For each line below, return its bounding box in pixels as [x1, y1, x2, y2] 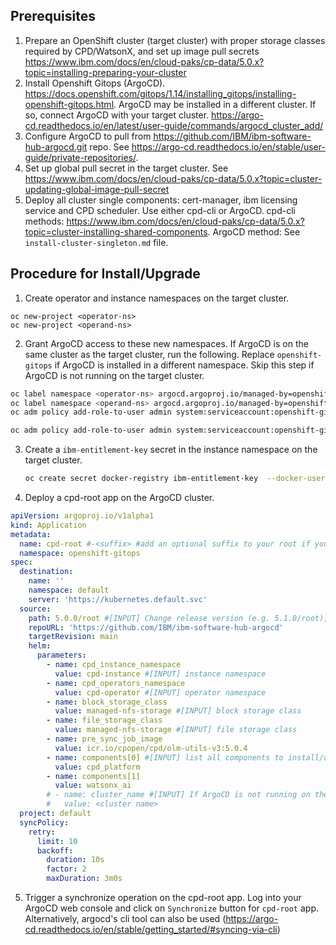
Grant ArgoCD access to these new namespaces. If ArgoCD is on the [24, 337, 309, 349]
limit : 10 [36, 836, 78, 846]
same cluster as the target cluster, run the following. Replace [24, 348, 275, 360]
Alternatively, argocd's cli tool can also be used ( [24, 913, 227, 924]
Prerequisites [10, 8, 96, 25]
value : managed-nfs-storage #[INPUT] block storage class [54, 706, 302, 716]
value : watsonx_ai [54, 780, 132, 791]
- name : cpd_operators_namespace [46, 678, 186, 688]
